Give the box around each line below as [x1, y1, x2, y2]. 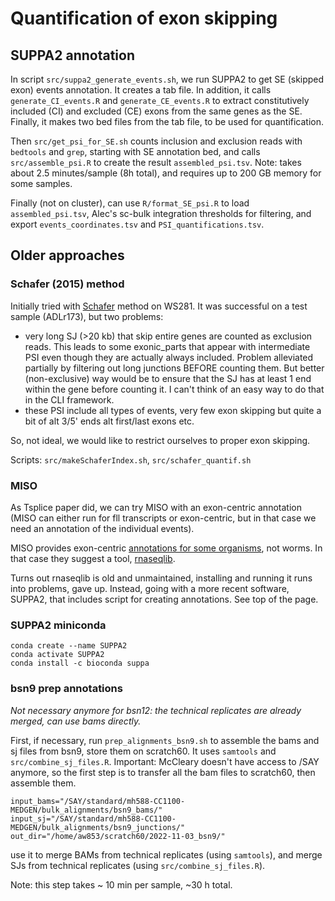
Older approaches [10, 247, 125, 264]
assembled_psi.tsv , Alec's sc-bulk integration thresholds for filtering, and [10, 208, 312, 219]
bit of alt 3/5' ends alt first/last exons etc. [24, 415, 195, 427]
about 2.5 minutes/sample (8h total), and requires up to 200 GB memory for [10, 167, 322, 179]
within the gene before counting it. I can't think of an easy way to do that [24, 383, 325, 395]
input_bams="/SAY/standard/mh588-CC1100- [10, 796, 186, 806]
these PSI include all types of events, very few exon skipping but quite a [24, 404, 322, 416]
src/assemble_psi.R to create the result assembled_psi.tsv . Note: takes [10, 157, 302, 168]
